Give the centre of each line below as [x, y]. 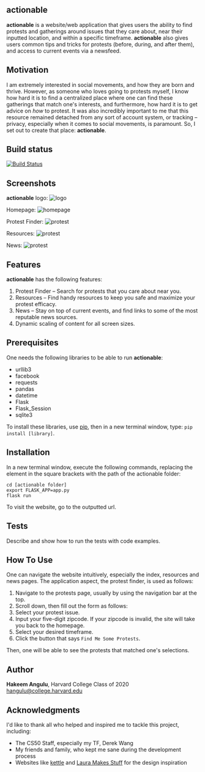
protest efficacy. [36, 304]
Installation [28, 453]
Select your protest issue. [47, 612]
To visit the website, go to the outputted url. [61, 507]
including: [19, 731]
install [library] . [31, 433]
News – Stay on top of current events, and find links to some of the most [106, 311]
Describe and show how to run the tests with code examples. [83, 541]
